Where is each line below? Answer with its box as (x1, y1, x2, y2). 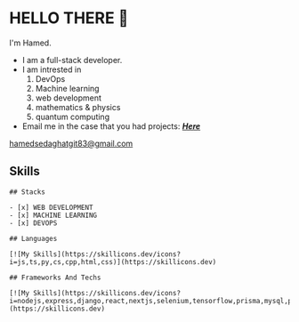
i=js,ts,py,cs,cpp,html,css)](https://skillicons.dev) (9, 257, 217, 266)
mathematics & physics (35, 101, 121, 112)
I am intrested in (21, 64, 82, 75)
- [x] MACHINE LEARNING (9, 211, 98, 220)
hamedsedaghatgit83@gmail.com (9, 138, 133, 149)
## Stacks (9, 187, 46, 197)
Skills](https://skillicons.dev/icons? (32, 249, 181, 259)
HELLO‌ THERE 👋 (9, 8, 129, 28)
